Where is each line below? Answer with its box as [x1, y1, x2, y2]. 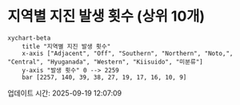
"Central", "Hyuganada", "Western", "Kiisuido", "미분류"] [7, 57, 203, 66]
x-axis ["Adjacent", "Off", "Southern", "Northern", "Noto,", [22, 49, 234, 57]
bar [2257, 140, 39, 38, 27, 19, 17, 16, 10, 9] [22, 73, 187, 81]
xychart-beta [7, 33, 51, 42]
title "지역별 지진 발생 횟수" [22, 42, 111, 50]
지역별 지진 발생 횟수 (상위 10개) [7, 7, 206, 25]
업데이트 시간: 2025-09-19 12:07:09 [7, 88, 122, 98]
